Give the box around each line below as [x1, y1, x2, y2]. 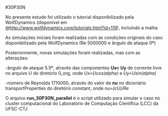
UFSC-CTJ [5, 106, 28, 111]
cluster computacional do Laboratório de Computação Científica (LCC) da [5, 100, 159, 106]
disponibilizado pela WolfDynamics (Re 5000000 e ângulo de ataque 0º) [5, 40, 156, 46]
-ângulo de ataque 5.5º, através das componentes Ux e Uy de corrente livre [5, 65, 162, 71]
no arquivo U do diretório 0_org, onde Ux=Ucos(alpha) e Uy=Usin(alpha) [5, 70, 156, 76]
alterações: [5, 55, 29, 61]
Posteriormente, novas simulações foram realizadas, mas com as [5, 50, 141, 55]
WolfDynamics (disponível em [5, 20, 67, 25]
